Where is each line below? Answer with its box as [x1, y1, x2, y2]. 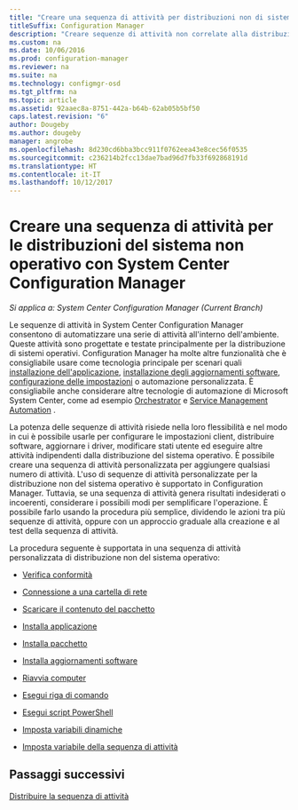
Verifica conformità [21, 569, 93, 580]
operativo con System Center [9, 254, 231, 274]
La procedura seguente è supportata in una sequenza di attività [9, 543, 241, 553]
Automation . [9, 405, 56, 416]
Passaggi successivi [9, 767, 126, 782]
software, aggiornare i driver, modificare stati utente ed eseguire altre [9, 441, 263, 451]
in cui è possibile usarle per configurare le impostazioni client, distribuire [9, 432, 275, 442]
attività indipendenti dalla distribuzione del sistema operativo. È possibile [9, 450, 275, 461]
